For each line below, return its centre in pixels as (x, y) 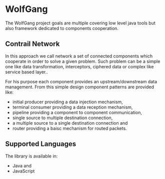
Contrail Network (32, 44)
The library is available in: (31, 156)
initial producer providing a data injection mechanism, (68, 102)
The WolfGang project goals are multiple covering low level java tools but (80, 23)
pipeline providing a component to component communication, (77, 112)
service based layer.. (27, 72)
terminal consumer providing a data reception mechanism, (72, 107)
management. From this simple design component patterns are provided (79, 87)
